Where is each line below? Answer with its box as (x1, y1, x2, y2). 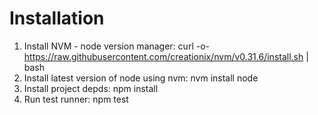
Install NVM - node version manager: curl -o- (23, 40, 210, 52)
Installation (9, 7, 105, 30)
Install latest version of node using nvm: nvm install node (23, 72, 259, 84)
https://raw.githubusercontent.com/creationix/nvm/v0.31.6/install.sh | (23, 50, 309, 62)
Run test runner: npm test (23, 93, 129, 105)
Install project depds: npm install (23, 82, 159, 94)
